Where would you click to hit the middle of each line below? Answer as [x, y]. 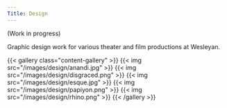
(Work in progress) [34, 33]
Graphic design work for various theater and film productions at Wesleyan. [114, 46]
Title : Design [28, 13]
